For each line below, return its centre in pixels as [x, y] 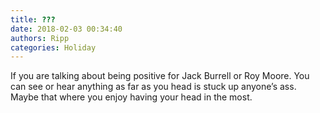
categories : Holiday [53, 47]
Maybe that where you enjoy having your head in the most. [131, 97]
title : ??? [33, 19]
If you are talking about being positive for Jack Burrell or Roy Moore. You [160, 76]
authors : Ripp [40, 38]
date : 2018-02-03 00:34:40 [66, 29]
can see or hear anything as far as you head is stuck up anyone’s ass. [153, 87]
